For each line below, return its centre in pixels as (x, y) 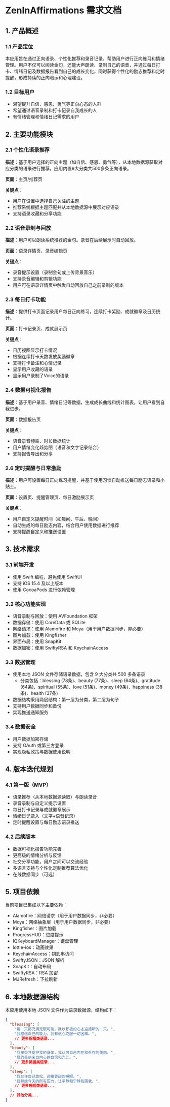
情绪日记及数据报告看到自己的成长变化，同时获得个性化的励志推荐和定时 (89, 71)
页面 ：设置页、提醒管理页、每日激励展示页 (50, 497)
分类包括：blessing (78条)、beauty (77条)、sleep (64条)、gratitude (90, 681)
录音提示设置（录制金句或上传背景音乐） (55, 272)
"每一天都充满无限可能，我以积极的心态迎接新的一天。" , (65, 1029)
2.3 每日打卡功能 (26, 299)
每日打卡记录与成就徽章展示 (41, 810)
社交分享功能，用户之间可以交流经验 (50, 862)
